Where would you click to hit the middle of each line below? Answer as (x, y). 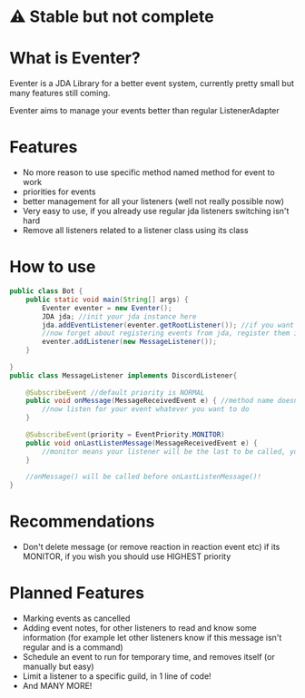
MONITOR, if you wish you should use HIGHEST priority (127, 556)
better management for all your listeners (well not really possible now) (153, 202)
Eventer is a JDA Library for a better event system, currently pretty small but (152, 84)
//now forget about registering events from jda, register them (166, 333)
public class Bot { (46, 291)
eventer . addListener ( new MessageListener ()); (130, 342)
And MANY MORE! (57, 685)
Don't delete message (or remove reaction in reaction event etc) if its (151, 546)
